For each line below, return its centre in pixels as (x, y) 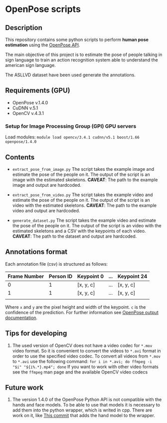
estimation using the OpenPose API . (43, 45)
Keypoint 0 (90, 276)
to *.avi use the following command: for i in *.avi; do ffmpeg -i (82, 361)
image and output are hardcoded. (47, 185)
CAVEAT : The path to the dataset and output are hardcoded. (75, 236)
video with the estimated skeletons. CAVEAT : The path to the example (84, 205)
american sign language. (30, 65)
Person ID (61, 276)
